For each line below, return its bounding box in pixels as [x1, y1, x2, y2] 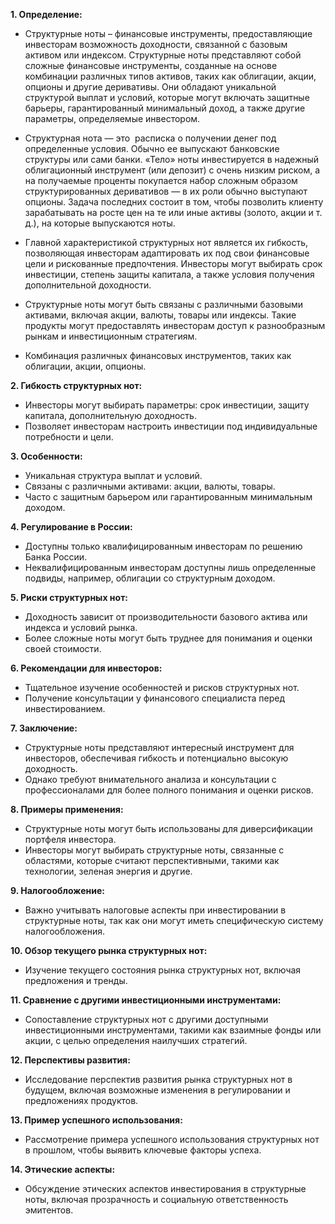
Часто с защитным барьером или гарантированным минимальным [24, 491, 313, 503]
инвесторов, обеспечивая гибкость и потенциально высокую [24, 752, 289, 764]
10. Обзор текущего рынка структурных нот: [10, 945, 208, 956]
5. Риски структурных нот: [10, 592, 128, 603]
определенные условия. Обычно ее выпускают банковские [24, 143, 280, 154]
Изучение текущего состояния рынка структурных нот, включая [24, 964, 302, 976]
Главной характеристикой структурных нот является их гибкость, [24, 237, 308, 248]
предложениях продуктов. [24, 1095, 139, 1106]
